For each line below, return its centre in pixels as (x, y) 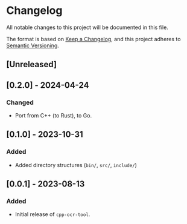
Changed (20, 102)
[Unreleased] (32, 64)
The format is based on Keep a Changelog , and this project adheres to (93, 39)
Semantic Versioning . (33, 45)
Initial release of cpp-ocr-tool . (52, 214)
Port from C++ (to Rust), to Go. (53, 116)
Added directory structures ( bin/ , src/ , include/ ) (76, 165)
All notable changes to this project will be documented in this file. (87, 27)
